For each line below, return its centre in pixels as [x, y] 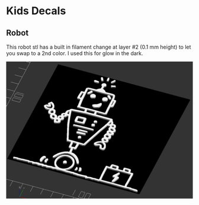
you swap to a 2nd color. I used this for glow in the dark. [75, 53]
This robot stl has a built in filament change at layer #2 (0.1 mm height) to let [99, 47]
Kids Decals [36, 11]
